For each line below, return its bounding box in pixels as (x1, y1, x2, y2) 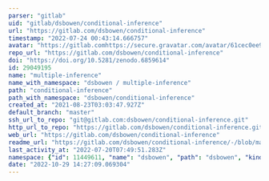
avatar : (8, 42, 34, 50)
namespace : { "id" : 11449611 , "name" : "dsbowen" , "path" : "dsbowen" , (8, 153, 242, 161)
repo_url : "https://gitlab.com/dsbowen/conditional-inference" (8, 49, 224, 57)
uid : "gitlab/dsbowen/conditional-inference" (8, 19, 163, 27)
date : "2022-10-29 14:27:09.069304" (8, 161, 130, 169)
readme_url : (8, 138, 48, 147)
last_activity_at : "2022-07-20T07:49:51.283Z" (8, 146, 167, 154)
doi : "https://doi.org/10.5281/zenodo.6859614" (8, 57, 171, 65)
